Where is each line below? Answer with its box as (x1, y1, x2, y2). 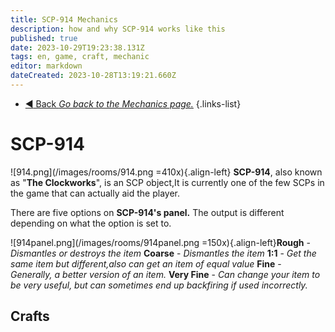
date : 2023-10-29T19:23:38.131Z (10, 42, 145, 53)
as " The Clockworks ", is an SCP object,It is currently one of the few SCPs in (10, 176, 325, 188)
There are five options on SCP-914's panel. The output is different (10, 206, 285, 218)
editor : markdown (10, 61, 83, 71)
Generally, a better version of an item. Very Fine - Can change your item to (10, 268, 321, 280)
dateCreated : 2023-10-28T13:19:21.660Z (10, 71, 177, 81)
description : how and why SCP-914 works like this (10, 24, 226, 34)
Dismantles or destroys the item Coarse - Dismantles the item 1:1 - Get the (10, 247, 317, 259)
